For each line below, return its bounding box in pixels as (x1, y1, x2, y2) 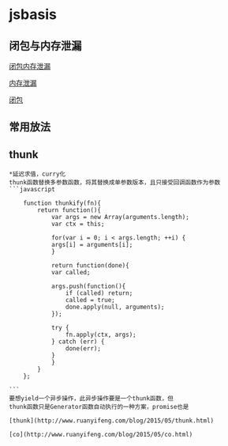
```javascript (9, 186, 56, 194)
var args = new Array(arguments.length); (50, 214, 190, 221)
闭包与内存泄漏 (9, 39, 82, 52)
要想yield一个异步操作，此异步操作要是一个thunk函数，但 (9, 395, 174, 403)
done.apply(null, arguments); (65, 303, 165, 312)
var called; (50, 269, 91, 277)
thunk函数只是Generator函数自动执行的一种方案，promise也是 (9, 403, 189, 411)
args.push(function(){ (50, 282, 126, 290)
